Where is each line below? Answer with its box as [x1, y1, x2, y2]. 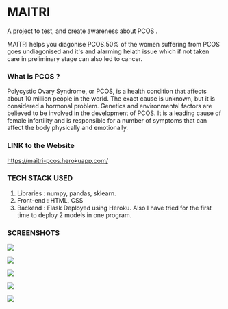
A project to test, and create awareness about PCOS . [7, 27, 158, 35]
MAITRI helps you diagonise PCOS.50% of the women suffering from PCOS [7, 40, 220, 48]
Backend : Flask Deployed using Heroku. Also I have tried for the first [16, 203, 212, 212]
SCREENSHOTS [7, 227, 60, 237]
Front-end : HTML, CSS [16, 196, 84, 204]
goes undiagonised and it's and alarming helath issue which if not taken [7, 47, 210, 55]
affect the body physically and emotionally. [7, 124, 129, 132]
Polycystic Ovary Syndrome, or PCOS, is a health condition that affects [7, 87, 207, 96]
